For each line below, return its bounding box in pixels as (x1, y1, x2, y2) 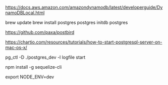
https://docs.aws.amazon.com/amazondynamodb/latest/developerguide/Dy (5, 5, 163, 10)
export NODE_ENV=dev (5, 74, 54, 80)
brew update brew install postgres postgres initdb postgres (5, 20, 128, 25)
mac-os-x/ (5, 45, 28, 50)
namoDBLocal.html (5, 10, 45, 16)
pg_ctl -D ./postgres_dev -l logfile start (5, 54, 86, 60)
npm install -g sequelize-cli (5, 64, 62, 70)
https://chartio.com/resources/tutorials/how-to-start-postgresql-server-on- (5, 39, 162, 45)
